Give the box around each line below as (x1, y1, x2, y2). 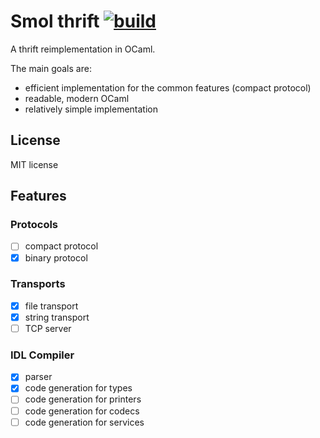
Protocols (10, 218, 59, 232)
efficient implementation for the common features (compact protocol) (24, 81, 312, 94)
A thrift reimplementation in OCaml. (10, 43, 156, 55)
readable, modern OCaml (24, 92, 130, 104)
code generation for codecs (24, 405, 140, 417)
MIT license (10, 158, 59, 170)
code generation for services (24, 416, 145, 428)
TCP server (24, 322, 72, 334)
